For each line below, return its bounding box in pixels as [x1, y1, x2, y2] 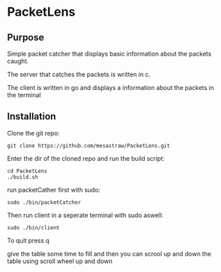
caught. [7, 57, 29, 65]
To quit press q [7, 236, 50, 245]
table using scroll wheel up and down [7, 257, 113, 265]
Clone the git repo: [7, 128, 60, 137]
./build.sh [7, 173, 38, 181]
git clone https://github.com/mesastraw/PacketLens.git [7, 142, 170, 149]
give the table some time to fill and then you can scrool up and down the [7, 249, 211, 258]
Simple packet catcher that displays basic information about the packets [7, 49, 211, 58]
